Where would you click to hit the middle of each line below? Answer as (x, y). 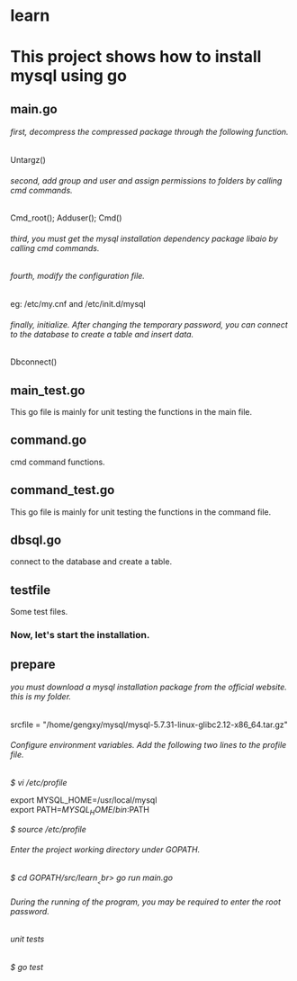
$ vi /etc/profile (39, 782)
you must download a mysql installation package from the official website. (148, 687)
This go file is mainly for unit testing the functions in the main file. (131, 412)
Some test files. (39, 612)
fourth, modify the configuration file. (77, 276)
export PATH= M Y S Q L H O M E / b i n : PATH (80, 810)
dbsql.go (36, 540)
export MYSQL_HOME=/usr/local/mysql (84, 800)
